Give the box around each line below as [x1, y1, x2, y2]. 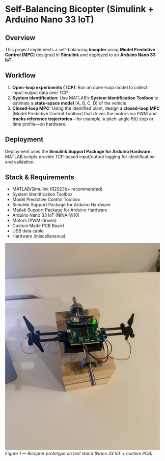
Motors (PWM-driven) [12, 218, 57, 224]
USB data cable [12, 228, 44, 234]
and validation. [5, 159, 35, 165]
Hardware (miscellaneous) [12, 233, 66, 239]
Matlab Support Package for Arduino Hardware [12, 207, 108, 213]
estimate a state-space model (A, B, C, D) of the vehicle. [12, 100, 128, 106]
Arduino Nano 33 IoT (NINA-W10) [12, 212, 80, 218]
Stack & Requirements [5, 173, 75, 182]
